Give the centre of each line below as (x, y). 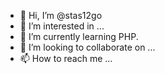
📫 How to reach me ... (66, 58)
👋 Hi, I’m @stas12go (61, 15)
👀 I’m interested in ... (62, 26)
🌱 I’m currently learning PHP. (79, 36)
